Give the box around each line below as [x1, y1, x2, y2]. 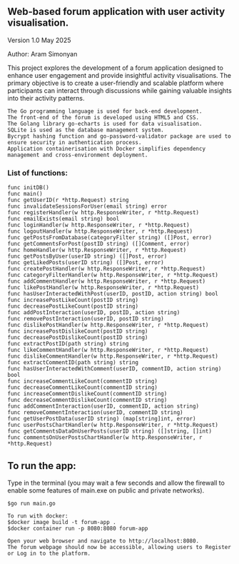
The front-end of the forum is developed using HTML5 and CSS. [7, 114, 200, 121]
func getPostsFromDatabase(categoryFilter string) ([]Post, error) [7, 234, 213, 241]
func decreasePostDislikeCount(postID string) [7, 334, 148, 341]
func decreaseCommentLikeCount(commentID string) [7, 384, 158, 391]
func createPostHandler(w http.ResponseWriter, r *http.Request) [7, 266, 205, 273]
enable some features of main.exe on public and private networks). [7, 485, 205, 495]
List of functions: [7, 168, 68, 178]
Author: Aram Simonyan [7, 49, 78, 58]
